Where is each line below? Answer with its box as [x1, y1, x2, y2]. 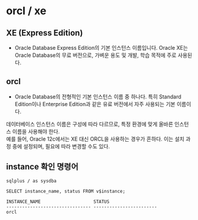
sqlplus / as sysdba [6, 178, 57, 184]
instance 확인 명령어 [6, 162, 79, 172]
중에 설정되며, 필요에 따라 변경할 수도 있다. [12, 142, 111, 149]
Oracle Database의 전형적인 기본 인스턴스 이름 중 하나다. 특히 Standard [14, 93, 181, 100]
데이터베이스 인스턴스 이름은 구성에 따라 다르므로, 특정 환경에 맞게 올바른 [6, 120, 173, 127]
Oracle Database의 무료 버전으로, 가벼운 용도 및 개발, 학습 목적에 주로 [14, 52, 177, 59]
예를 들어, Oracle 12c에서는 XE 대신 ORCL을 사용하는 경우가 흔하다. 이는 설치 [6, 135, 184, 142]
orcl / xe [6, 4, 47, 18]
